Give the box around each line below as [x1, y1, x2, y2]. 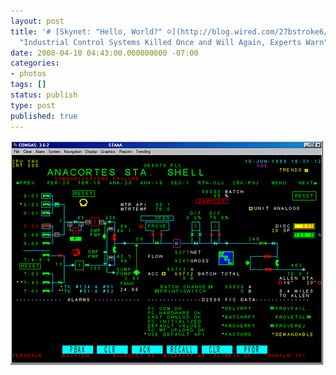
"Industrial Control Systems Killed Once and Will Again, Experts [19, 37, 302, 47]
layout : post [10, 16, 65, 26]
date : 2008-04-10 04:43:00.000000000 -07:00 [10, 48, 199, 58]
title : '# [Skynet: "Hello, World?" [10, 26, 163, 37]
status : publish [10, 90, 78, 100]
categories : [10, 58, 60, 69]
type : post [10, 100, 56, 110]
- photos [10, 69, 47, 79]
